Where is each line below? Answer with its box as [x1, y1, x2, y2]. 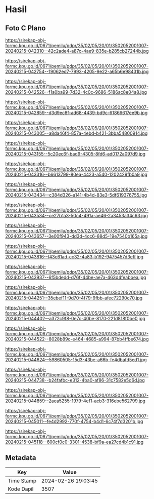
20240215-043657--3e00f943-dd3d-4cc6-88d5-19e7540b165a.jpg [5, 233, 148, 239]
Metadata [5, 453, 36, 462]
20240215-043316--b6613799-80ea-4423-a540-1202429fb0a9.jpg [5, 171, 148, 177]
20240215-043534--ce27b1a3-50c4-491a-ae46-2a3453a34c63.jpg [5, 213, 148, 218]
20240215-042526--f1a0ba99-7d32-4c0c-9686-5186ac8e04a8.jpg [5, 89, 147, 95]
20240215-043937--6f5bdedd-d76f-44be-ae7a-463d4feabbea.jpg [5, 275, 146, 280]
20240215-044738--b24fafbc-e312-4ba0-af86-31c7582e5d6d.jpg [5, 377, 145, 383]
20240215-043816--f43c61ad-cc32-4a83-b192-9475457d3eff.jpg [5, 254, 144, 259]
